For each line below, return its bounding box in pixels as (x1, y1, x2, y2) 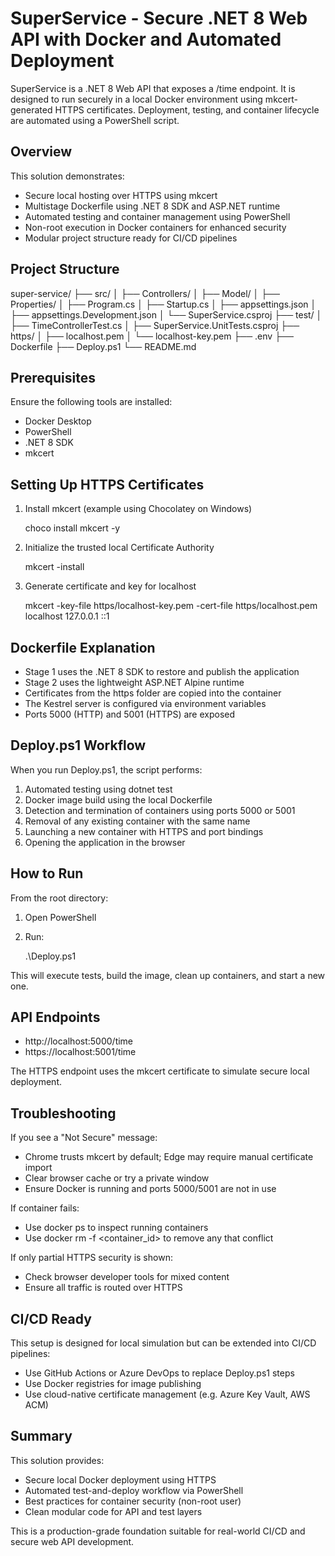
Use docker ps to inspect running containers (24, 1222, 209, 1234)
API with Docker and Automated (10, 28, 282, 51)
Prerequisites (10, 369, 96, 386)
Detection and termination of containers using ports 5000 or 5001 (24, 804, 296, 816)
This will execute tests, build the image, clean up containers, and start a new (10, 969, 326, 981)
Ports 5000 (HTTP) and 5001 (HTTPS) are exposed (24, 708, 236, 720)
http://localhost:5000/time (24, 1035, 134, 1047)
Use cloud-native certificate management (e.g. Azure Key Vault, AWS (24, 1388, 311, 1401)
